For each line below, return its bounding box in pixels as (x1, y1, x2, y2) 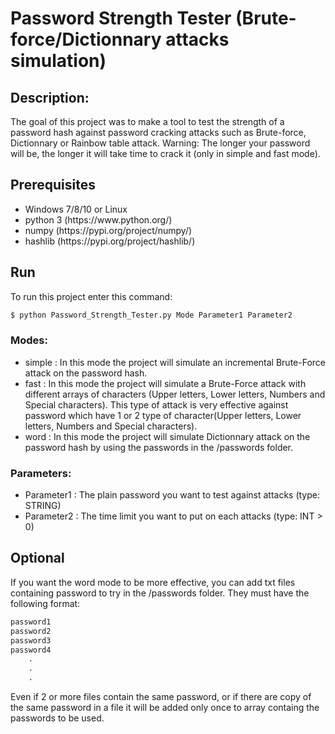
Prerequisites (10, 177, 96, 194)
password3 (10, 635, 52, 646)
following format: (10, 597, 81, 609)
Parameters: (10, 466, 72, 480)
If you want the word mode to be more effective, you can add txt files (10, 576, 296, 588)
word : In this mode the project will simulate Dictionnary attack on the (24, 430, 311, 442)
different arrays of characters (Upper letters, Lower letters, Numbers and (24, 388, 326, 400)
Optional (10, 550, 65, 567)
